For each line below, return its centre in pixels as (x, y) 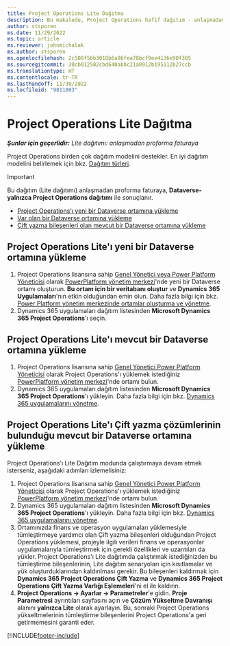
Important (21, 177)
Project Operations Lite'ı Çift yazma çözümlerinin (114, 425)
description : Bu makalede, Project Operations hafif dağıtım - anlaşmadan (116, 20)
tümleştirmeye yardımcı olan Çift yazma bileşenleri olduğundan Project (117, 534)
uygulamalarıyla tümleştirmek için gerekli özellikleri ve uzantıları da (111, 549)
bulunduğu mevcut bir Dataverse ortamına (100, 436)
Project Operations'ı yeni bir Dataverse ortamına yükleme (98, 211)
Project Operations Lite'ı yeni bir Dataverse (101, 247)
